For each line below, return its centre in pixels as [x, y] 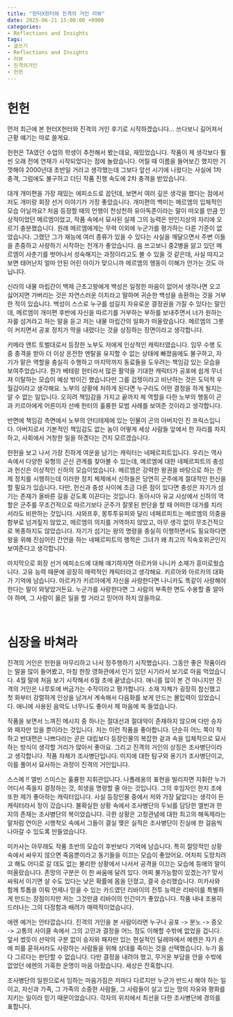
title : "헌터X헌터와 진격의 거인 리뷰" [56, 14]
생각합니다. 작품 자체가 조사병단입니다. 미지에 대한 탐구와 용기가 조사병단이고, [119, 756]
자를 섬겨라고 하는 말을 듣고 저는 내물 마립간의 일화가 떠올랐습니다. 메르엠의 [109, 322]
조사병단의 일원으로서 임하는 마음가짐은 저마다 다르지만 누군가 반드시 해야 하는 [113, 980]
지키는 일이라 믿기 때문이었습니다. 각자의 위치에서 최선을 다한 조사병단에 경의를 [114, 998]
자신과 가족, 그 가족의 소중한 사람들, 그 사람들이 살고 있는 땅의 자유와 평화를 [124, 989]
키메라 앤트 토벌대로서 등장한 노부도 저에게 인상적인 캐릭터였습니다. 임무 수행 [111, 345]
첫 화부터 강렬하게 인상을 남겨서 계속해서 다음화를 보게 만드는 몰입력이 [102, 697]
